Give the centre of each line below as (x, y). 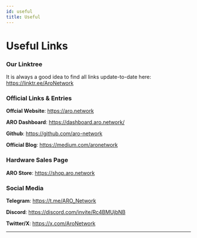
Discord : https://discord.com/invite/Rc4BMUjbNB (66, 212)
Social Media (25, 188)
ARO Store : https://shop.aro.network (50, 173)
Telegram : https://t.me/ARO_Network (51, 201)
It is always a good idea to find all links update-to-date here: (79, 77)
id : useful (19, 11)
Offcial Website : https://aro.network (50, 111)
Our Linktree (24, 64)
